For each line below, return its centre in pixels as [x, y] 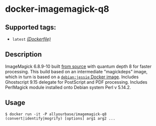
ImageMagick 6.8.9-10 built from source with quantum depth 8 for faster [78, 66]
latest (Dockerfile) [31, 39]
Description [23, 54]
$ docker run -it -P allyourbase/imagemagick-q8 [56, 114]
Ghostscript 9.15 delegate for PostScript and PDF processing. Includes [76, 82]
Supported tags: [31, 27]
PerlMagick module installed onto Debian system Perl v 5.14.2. [68, 87]
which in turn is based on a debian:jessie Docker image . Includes [72, 77]
